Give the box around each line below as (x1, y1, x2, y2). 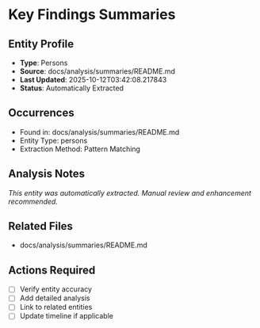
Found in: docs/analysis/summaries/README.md (19, 127, 180, 136)
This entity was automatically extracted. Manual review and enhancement (8, 188, 252, 197)
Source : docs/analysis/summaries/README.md (19, 67, 176, 76)
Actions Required (8, 263, 96, 277)
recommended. (8, 196, 58, 206)
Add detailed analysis (19, 293, 90, 303)
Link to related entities (19, 303, 93, 312)
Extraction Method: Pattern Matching (19, 144, 141, 154)
